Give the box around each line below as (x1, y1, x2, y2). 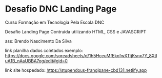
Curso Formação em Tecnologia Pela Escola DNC (5, 19, 104, 25)
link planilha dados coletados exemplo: (5, 47, 83, 53)
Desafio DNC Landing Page (5, 3, 117, 15)
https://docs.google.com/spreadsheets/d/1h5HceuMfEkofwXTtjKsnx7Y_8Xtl (5, 52, 157, 59)
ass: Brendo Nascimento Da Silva (5, 38, 72, 44)
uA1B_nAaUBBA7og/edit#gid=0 (5, 58, 68, 63)
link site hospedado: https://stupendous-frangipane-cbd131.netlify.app (5, 67, 147, 73)
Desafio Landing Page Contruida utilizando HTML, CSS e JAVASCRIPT (5, 29, 146, 34)
